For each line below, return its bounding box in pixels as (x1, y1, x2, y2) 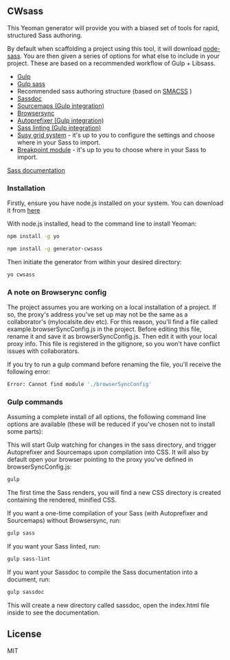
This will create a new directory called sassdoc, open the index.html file (7, 601, 210, 609)
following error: (7, 368, 51, 376)
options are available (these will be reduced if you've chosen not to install (7, 420, 215, 429)
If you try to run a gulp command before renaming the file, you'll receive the (7, 361, 222, 369)
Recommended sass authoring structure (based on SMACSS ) (16, 87, 192, 95)
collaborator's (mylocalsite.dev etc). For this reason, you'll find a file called (7, 318, 218, 326)
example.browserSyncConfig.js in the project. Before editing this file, (7, 325, 202, 333)
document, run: (7, 575, 51, 584)
